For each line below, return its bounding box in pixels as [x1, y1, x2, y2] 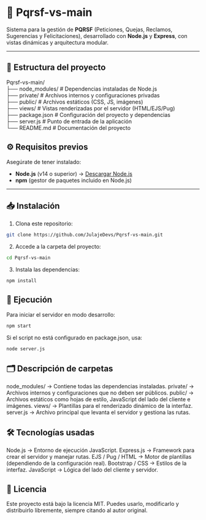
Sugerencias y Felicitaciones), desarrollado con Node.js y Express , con [6, 32, 188, 39]
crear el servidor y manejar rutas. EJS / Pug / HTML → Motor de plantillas [6, 453, 192, 461]
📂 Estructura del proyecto [6, 62, 106, 73]
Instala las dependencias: [15, 266, 80, 273]
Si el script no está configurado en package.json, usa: [6, 334, 143, 341]
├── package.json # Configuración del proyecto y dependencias [6, 111, 170, 118]
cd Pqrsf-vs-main [6, 255, 51, 261]
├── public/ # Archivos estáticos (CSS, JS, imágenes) [6, 98, 143, 105]
